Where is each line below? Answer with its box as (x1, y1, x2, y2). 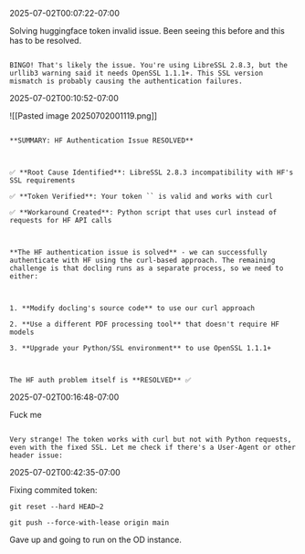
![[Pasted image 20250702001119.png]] (9, 110, 158, 121)
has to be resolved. (9, 36, 82, 46)
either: (9, 272, 39, 281)
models (9, 328, 35, 337)
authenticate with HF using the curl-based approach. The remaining (9, 256, 276, 265)
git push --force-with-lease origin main (9, 518, 170, 528)
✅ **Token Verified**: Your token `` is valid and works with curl (9, 192, 274, 201)
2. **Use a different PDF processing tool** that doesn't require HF (9, 319, 280, 329)
